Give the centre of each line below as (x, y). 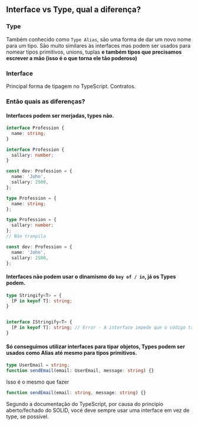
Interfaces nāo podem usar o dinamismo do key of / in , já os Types (91, 277)
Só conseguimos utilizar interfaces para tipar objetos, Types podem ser (96, 346)
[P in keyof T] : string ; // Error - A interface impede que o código (98, 328)
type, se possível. (27, 416)
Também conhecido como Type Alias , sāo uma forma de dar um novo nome (99, 39)
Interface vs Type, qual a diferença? (74, 10)
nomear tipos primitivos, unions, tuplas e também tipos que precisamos (94, 52)
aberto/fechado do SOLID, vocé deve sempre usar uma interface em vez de (98, 410)
